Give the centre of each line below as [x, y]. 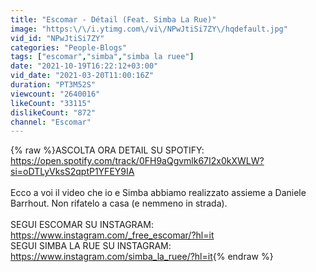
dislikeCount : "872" [53, 112]
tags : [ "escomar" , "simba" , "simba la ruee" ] [102, 57]
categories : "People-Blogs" [69, 47]
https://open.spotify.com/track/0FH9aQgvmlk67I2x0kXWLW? [137, 161]
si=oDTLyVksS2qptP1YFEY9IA [72, 172]
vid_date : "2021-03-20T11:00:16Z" [82, 76]
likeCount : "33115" [51, 103]
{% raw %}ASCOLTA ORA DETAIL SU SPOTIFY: [107, 150]
